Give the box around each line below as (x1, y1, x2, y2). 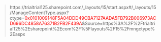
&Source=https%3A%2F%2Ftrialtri (82, 20, 155, 26)
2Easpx (9, 31, 25, 37)
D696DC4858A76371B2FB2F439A (9, 20, 82, 26)
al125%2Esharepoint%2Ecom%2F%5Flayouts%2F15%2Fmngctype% (9, 26, 155, 32)
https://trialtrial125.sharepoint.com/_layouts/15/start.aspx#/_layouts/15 (9, 5, 156, 10)
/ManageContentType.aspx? (9, 10, 69, 16)
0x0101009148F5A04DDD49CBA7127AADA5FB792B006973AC (24, 15, 156, 21)
